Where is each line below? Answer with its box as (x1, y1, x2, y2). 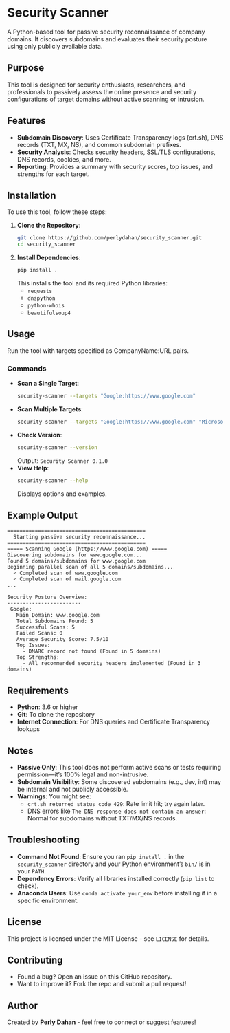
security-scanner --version (16, 444, 97, 451)
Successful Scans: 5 (16, 624, 76, 631)
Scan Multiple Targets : (16, 404, 84, 413)
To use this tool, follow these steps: (7, 208, 108, 216)
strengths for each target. (16, 170, 90, 178)
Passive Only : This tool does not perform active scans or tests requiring (16, 763, 222, 772)
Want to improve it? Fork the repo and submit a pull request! (16, 980, 187, 988)
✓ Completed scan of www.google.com (13, 569, 118, 577)
